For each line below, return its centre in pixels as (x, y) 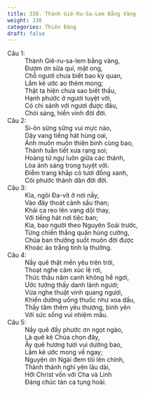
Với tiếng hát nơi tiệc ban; (62, 218)
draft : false (26, 33)
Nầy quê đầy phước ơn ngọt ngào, (74, 330)
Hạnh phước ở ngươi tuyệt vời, (68, 98)
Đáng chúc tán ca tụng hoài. (65, 382)
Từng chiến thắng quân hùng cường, (77, 233)
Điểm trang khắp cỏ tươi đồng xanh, (76, 173)
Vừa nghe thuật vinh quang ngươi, (74, 292)
